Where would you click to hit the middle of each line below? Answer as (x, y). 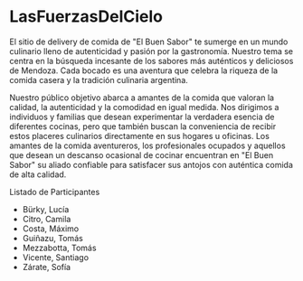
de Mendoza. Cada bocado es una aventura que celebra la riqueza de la (144, 70)
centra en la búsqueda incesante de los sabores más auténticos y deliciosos (151, 61)
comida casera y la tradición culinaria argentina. (99, 80)
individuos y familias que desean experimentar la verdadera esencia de (142, 117)
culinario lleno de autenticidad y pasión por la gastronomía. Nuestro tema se (151, 51)
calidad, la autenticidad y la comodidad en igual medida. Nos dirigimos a (144, 107)
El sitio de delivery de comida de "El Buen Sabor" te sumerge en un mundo (149, 42)
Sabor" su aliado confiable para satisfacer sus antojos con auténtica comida (151, 164)
